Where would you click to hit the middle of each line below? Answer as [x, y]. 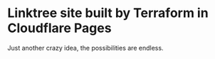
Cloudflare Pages [59, 28]
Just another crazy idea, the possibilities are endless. [85, 48]
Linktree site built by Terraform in [108, 13]
